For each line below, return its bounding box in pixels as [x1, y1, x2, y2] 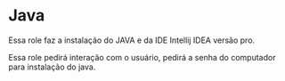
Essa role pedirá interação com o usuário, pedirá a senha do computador [8, 52, 276, 62]
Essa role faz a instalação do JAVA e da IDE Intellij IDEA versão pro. [8, 35, 256, 45]
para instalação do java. [8, 61, 96, 72]
